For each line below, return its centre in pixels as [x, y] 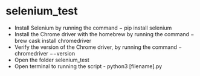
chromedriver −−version [45, 53]
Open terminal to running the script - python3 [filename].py [88, 66]
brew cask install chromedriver [53, 40]
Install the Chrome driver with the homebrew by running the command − [104, 34]
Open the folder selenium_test [52, 60]
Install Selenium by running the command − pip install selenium [93, 28]
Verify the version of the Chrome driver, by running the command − [98, 47]
